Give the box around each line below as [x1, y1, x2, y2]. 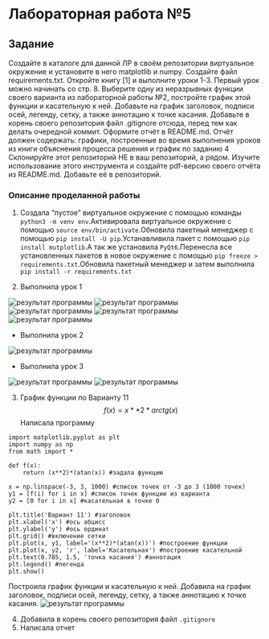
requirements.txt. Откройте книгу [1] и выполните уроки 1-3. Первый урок [8, 76, 259, 85]
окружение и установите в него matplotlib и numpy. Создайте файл [8, 67, 238, 77]
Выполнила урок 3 [19, 362, 84, 371]
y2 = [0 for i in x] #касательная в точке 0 [8, 497, 160, 505]
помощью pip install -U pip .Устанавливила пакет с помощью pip [19, 234, 251, 243]
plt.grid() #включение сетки [8, 533, 106, 541]
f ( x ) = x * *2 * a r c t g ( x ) [104, 405, 178, 415]
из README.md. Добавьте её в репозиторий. [8, 170, 162, 179]
